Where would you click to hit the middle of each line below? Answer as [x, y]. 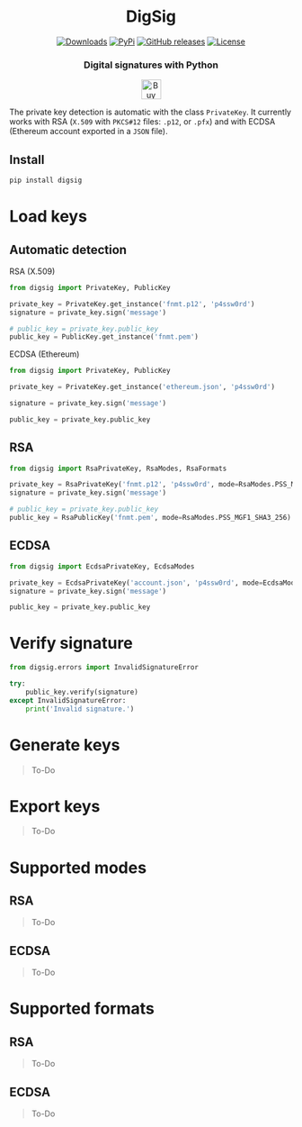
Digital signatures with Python [151, 65]
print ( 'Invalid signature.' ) [80, 709]
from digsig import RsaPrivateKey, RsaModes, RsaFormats [118, 468]
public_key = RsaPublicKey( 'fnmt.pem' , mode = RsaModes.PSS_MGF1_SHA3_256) [151, 518]
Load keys [49, 217]
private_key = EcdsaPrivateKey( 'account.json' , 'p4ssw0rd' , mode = [136, 583]
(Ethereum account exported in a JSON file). [89, 132]
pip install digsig [46, 181]
